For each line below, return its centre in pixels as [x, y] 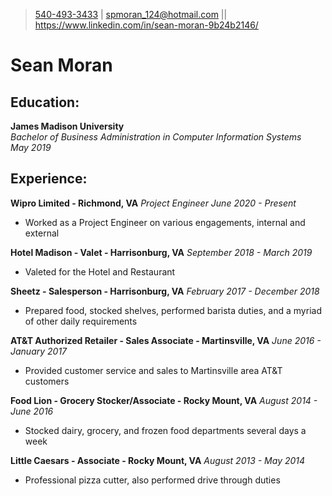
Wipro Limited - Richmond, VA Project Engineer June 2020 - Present [153, 203]
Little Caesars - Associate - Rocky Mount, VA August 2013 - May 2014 [158, 460]
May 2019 [31, 147]
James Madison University [67, 126]
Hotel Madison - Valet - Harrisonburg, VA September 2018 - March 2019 [161, 252]
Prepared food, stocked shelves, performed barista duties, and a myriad [173, 310]
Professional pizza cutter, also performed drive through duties [152, 480]
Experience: [49, 179]
